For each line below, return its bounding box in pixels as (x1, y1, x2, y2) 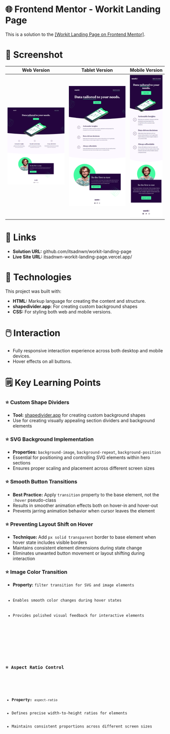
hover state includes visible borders (12, 539, 88, 545)
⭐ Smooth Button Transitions (5, 478, 77, 485)
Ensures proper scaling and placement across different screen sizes (12, 465, 155, 471)
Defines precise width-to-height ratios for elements (12, 710, 127, 716)
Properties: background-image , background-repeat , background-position (12, 449, 161, 455)
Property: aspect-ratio (12, 697, 58, 702)
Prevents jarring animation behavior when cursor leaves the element (12, 508, 155, 514)
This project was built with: (5, 288, 62, 294)
